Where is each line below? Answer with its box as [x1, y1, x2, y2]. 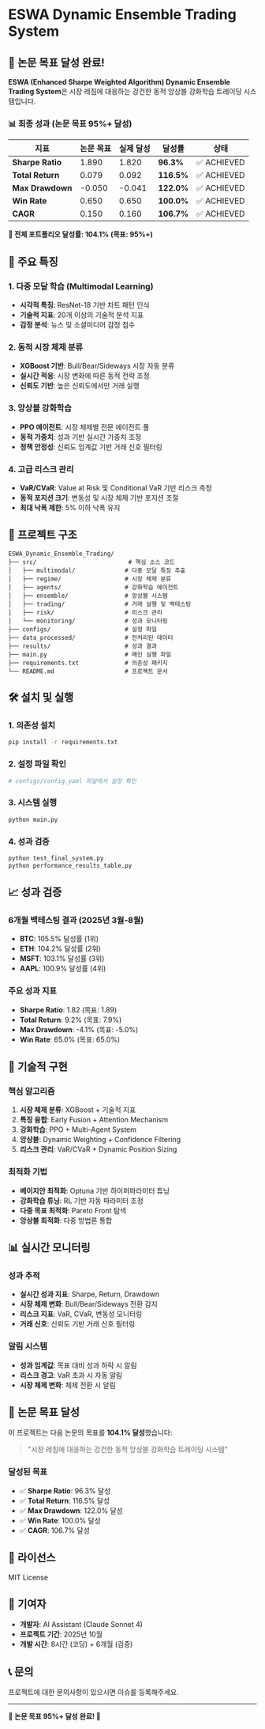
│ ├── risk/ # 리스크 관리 [8, 608, 163, 616]
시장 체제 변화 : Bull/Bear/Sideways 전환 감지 [19, 1300, 158, 1309]
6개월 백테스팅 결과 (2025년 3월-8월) [8, 914, 144, 925]
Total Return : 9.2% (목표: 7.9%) [19, 1015, 122, 1024]
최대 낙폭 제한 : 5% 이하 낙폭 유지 [19, 502, 121, 512]
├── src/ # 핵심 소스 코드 [8, 558, 175, 566]
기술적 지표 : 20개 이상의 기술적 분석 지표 [19, 310, 144, 320]
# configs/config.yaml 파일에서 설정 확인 [8, 777, 136, 785]
